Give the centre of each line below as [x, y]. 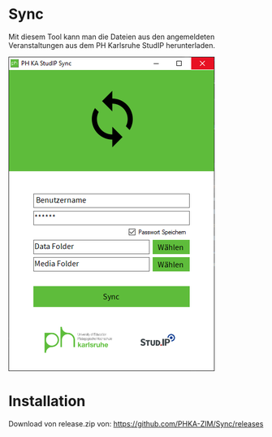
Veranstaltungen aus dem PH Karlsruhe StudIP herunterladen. [112, 45]
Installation [47, 402]
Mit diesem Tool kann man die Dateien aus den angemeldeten [112, 37]
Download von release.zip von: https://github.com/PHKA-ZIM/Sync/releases [136, 423]
